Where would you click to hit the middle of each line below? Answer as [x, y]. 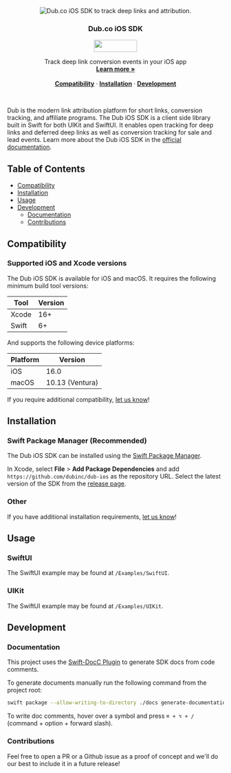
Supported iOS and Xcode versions [67, 263]
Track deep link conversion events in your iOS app [115, 62]
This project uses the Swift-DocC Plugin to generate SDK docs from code [111, 662]
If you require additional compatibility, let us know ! [78, 399]
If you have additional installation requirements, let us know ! [92, 516]
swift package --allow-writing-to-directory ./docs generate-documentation [118, 703]
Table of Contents [46, 169]
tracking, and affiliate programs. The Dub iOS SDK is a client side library [109, 118]
